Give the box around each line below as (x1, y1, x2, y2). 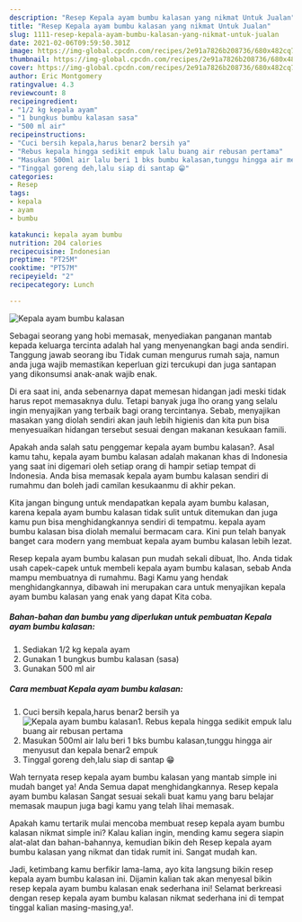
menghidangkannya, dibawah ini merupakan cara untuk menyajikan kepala (9, 581, 286, 592)
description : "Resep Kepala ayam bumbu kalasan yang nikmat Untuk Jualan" (9, 13, 296, 22)
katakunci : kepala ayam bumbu (9, 230, 123, 239)
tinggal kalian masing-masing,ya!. (9, 901, 134, 913)
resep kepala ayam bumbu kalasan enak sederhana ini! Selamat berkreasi (9, 882, 282, 893)
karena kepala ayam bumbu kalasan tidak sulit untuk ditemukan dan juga (9, 506, 279, 517)
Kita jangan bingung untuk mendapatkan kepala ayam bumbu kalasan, (9, 497, 270, 508)
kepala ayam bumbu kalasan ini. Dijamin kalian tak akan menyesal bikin (9, 873, 272, 884)
